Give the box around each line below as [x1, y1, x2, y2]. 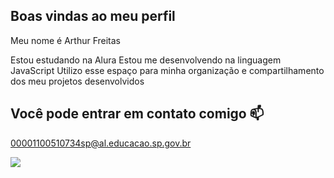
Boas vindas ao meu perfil [10, 8, 176, 25]
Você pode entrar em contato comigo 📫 [10, 105, 265, 123]
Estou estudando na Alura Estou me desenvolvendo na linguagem [10, 54, 282, 66]
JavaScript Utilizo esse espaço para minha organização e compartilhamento [10, 64, 325, 76]
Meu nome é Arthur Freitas [10, 34, 121, 46]
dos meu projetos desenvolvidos [10, 75, 145, 87]
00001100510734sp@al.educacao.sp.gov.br [10, 137, 192, 149]
